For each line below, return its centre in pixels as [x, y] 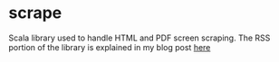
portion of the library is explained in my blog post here [110, 47]
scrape [35, 13]
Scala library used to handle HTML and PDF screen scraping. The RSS [139, 38]
